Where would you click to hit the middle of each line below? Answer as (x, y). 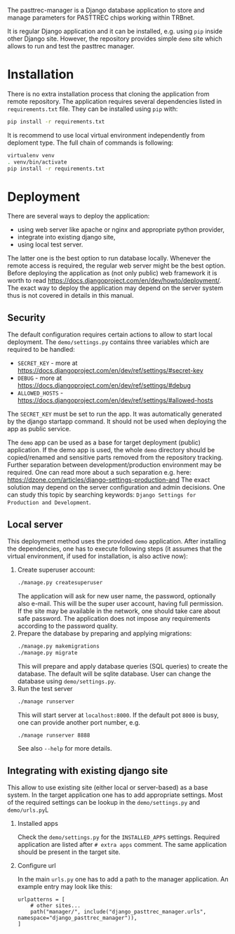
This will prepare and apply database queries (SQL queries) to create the (122, 666)
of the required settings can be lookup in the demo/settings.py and (104, 803)
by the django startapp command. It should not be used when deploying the (117, 421)
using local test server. (50, 244)
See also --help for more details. (65, 749)
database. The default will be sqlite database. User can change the (114, 673)
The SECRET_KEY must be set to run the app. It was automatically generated (115, 414)
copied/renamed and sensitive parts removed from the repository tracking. (115, 458)
